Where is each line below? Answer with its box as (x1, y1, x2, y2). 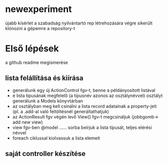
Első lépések (5, 43, 59, 54)
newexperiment (5, 3, 72, 15)
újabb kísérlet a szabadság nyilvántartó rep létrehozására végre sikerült (5, 20, 152, 26)
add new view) (12, 119, 43, 125)
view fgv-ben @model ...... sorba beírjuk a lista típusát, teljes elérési (12, 124, 152, 130)
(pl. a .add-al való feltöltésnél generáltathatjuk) (12, 108, 109, 114)
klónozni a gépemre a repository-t (5, 25, 75, 31)
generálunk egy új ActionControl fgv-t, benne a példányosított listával (12, 87, 156, 93)
